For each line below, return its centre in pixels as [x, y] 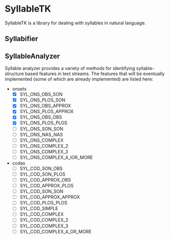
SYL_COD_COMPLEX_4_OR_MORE [56, 231]
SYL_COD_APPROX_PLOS [47, 186]
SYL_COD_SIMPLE [39, 209]
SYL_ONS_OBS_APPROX [45, 106]
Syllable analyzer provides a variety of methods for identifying [70, 69]
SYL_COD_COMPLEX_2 [44, 220]
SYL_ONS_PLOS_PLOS [44, 123]
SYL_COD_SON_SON [41, 191]
